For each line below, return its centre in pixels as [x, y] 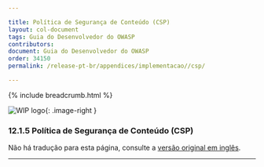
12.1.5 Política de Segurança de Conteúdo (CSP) [101, 130]
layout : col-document [44, 29]
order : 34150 [29, 59]
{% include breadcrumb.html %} [60, 95]
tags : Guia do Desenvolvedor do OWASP [71, 37]
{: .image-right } [71, 110]
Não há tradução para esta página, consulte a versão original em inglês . [125, 148]
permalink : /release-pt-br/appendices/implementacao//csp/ [107, 66]
